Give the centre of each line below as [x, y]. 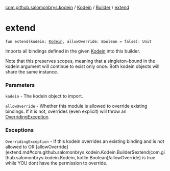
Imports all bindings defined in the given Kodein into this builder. [73, 51]
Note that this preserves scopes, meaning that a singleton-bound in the [80, 61]
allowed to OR [20, 146]
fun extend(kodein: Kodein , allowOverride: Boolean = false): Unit [79, 41]
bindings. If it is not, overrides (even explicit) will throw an [66, 111]
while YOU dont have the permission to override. [56, 163]
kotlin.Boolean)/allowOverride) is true [116, 157]
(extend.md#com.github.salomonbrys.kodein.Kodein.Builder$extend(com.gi [85, 152]
